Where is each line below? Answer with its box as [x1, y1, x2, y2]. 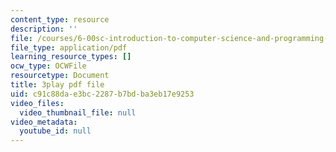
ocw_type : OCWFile [10, 61, 87, 71]
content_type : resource [10, 14, 110, 25]
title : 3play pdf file [10, 80, 105, 90]
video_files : [10, 98, 65, 108]
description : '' [10, 24, 78, 34]
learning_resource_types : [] [10, 52, 132, 62]
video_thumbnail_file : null [19, 107, 137, 118]
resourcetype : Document [10, 71, 110, 81]
